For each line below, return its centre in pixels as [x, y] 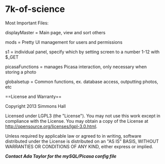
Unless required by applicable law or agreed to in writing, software [73, 136]
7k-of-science [35, 9]
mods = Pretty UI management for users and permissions [64, 42]
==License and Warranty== [33, 96]
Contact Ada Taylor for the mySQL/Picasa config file [61, 156]
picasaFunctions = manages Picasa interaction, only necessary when [76, 67]
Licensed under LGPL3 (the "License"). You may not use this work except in [83, 116]
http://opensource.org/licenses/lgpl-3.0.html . [51, 126]
